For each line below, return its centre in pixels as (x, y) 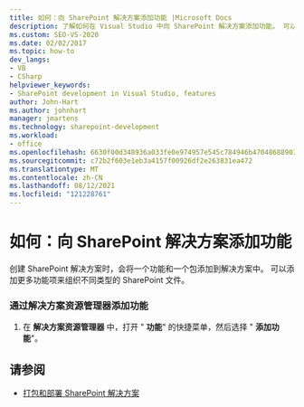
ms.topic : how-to (42, 52)
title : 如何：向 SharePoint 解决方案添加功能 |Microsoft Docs (121, 18)
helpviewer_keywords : (50, 85)
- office (26, 144)
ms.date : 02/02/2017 (48, 43)
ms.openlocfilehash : (48, 152)
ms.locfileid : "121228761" (60, 194)
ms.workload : (34, 136)
